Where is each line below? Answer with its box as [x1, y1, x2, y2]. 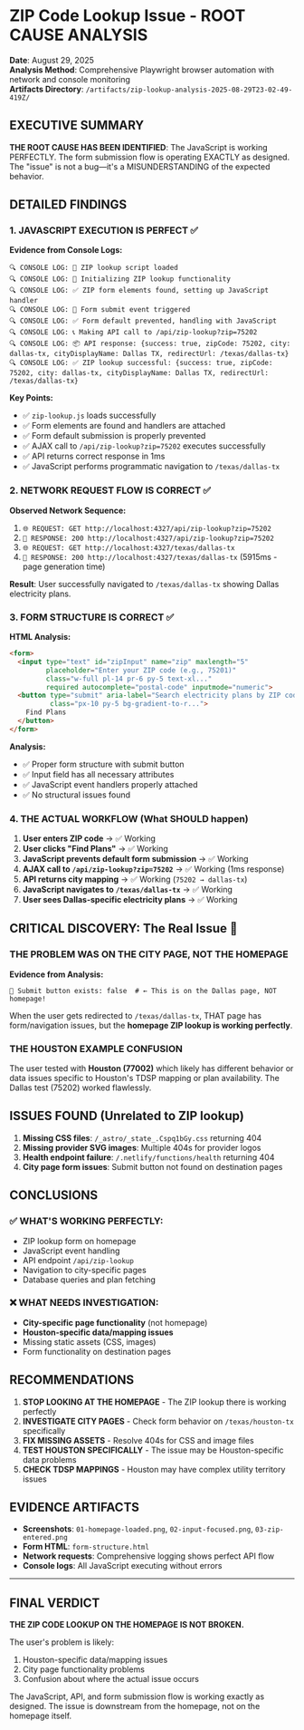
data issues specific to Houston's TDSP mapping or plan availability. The [9, 1073, 280, 1084]
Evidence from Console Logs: [9, 245, 123, 256]
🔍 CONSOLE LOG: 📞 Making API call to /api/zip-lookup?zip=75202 [9, 328, 258, 337]
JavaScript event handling [22, 1245, 120, 1256]
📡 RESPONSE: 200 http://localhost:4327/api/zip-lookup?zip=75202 [22, 534, 274, 543]
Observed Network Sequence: [9, 505, 127, 516]
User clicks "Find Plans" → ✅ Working [22, 844, 169, 855]
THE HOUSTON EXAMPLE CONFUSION [9, 1042, 183, 1055]
